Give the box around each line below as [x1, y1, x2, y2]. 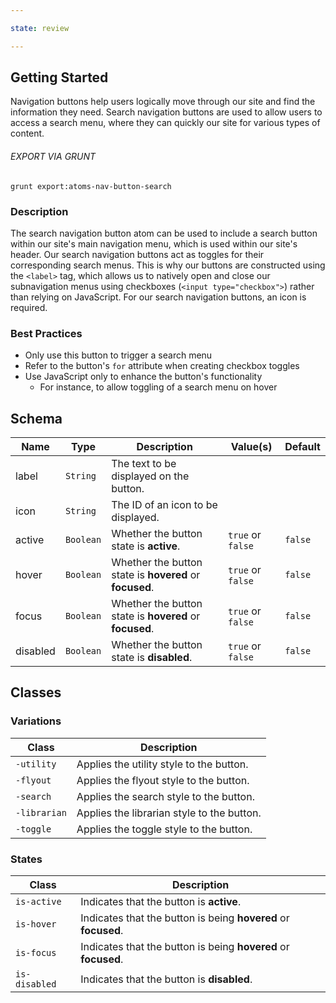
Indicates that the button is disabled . [80, 972, 253, 986]
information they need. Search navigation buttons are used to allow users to [10, 106, 323, 118]
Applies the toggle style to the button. [76, 822, 253, 836]
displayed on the [111, 469, 190, 483]
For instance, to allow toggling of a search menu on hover [39, 381, 278, 393]
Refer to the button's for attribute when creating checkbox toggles [24, 360, 300, 372]
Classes [10, 684, 62, 701]
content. [10, 127, 45, 140]
